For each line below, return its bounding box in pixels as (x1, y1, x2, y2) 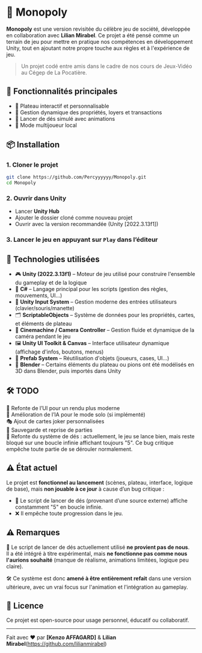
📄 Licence (6, 601, 44, 611)
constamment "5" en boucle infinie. (14, 503, 103, 510)
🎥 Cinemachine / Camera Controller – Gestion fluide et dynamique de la (14, 326, 195, 334)
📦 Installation (6, 139, 60, 150)
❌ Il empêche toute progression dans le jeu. (14, 509, 123, 517)
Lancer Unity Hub (14, 207, 60, 215)
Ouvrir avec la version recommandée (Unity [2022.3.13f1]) (14, 221, 159, 228)
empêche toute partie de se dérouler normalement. (6, 446, 133, 453)
